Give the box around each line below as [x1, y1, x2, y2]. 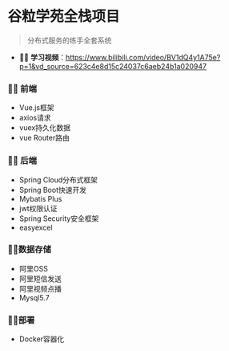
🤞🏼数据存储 [7, 244, 51, 255]
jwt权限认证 [18, 203, 58, 213]
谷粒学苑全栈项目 [7, 7, 121, 26]
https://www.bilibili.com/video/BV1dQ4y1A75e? [66, 52, 221, 62]
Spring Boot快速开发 [18, 185, 87, 194]
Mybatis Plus [18, 194, 62, 203]
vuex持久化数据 [18, 123, 71, 133]
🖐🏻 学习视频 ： [18, 52, 66, 62]
